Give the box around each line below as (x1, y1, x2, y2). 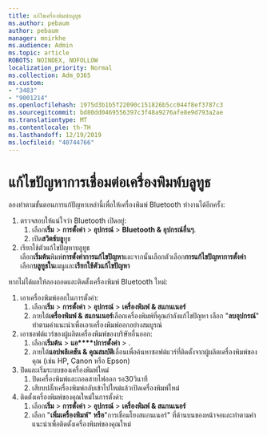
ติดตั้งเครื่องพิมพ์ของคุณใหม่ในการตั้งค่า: (19, 392, 124, 402)
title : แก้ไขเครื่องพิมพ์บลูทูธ (8, 11, 82, 20)
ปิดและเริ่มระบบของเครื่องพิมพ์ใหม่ (19, 365, 110, 375)
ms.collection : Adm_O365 (8, 71, 91, 79)
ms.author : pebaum (8, 19, 70, 27)
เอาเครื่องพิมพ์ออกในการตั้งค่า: (19, 293, 99, 303)
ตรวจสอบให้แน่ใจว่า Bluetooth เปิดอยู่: (19, 216, 126, 225)
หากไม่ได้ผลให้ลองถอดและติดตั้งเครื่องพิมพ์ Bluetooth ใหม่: (8, 277, 168, 287)
